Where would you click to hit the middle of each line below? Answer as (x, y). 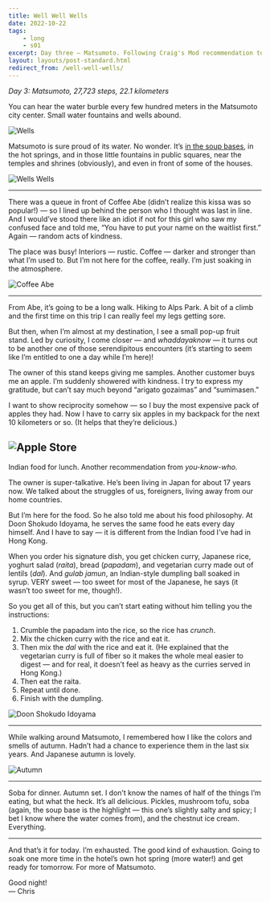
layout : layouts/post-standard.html (70, 61)
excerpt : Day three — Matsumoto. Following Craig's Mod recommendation (131, 53)
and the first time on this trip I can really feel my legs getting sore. (117, 316)
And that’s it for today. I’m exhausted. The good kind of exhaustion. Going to (134, 850)
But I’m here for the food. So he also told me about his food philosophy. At (131, 515)
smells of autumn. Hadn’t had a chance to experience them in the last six (129, 745)
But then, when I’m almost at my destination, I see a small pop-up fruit (124, 331)
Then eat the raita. (51, 681)
